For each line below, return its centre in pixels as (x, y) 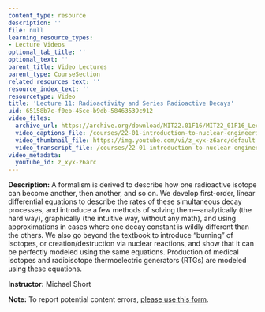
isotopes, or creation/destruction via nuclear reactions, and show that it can (131, 244)
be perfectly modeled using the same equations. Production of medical (123, 252)
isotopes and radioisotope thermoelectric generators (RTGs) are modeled (127, 261)
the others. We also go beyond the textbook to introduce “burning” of (121, 235)
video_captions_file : (51, 133)
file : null (26, 30)
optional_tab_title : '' (47, 52)
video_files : (30, 118)
